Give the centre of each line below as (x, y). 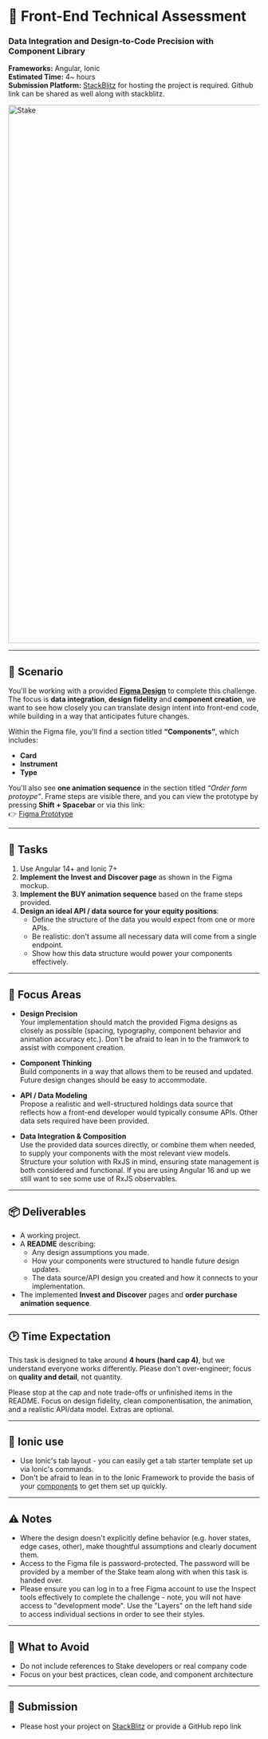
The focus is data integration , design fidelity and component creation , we (132, 699)
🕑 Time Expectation (60, 1337)
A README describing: (57, 1244)
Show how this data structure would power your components (132, 954)
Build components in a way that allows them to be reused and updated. (136, 1071)
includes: (23, 740)
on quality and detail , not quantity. (65, 1377)
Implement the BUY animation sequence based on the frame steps (131, 894)
